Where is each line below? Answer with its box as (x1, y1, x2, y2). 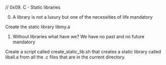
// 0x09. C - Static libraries (5, 5, 61, 10)
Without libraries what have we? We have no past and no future (12, 34, 145, 39)
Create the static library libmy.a (5, 24, 71, 30)
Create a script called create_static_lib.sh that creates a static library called (5, 49, 161, 54)
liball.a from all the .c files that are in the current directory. (5, 54, 126, 60)
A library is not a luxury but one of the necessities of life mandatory (12, 14, 153, 20)
